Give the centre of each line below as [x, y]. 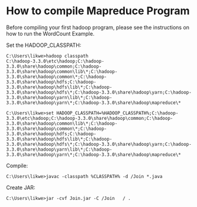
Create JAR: [21, 187]
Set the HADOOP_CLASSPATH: [44, 45]
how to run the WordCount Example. [50, 33]
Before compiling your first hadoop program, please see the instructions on [98, 27]
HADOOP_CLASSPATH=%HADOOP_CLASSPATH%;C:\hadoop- [117, 113]
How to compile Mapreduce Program [98, 11]
